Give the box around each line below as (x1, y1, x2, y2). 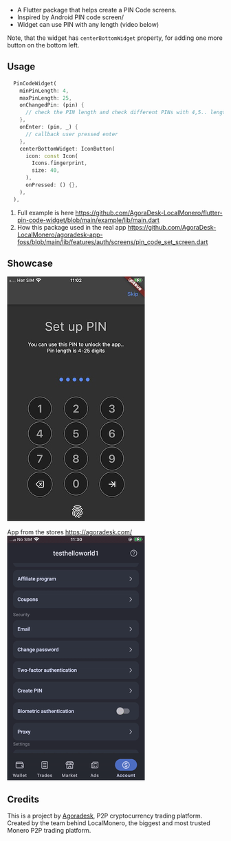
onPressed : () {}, (25, 182, 78, 188)
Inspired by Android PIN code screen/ (16, 13, 124, 21)
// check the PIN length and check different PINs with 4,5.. (25, 109, 208, 116)
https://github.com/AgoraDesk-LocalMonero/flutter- (75, 208, 223, 217)
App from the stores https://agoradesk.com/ (7, 527, 133, 536)
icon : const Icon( (25, 153, 78, 160)
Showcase (7, 258, 54, 270)
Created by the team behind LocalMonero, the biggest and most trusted (7, 819, 211, 827)
